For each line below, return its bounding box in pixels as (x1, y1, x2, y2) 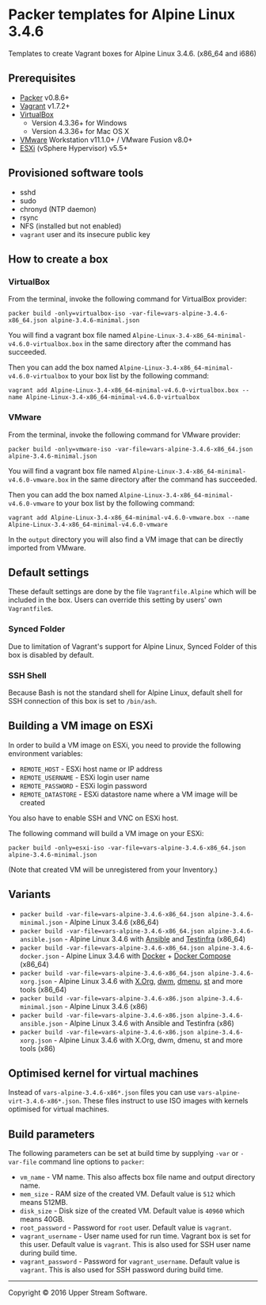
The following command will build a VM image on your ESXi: (8, 828, 204, 838)
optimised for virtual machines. (8, 1104, 109, 1114)
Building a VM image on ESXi (8, 720, 154, 733)
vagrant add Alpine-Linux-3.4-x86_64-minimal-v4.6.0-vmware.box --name (8, 513, 249, 521)
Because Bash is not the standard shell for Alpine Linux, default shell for (8, 688, 243, 697)
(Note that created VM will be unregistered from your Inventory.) (8, 865, 218, 874)
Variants (8, 888, 51, 901)
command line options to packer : (38, 1157, 145, 1167)
